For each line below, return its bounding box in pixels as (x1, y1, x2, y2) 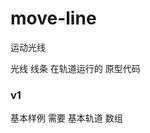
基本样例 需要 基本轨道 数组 (10, 112, 123, 124)
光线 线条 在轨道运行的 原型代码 (10, 62, 141, 74)
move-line (10, 7, 97, 30)
